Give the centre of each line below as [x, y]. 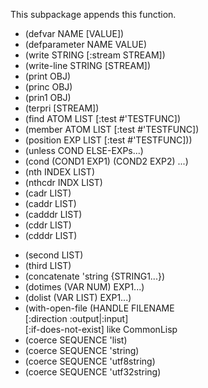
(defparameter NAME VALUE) [86, 44]
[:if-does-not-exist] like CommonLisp [101, 329]
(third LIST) [48, 265]
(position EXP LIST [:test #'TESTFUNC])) [108, 140]
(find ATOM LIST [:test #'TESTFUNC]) [102, 118]
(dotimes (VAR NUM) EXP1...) [84, 287]
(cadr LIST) [48, 193]
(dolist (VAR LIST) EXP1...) [78, 297]
